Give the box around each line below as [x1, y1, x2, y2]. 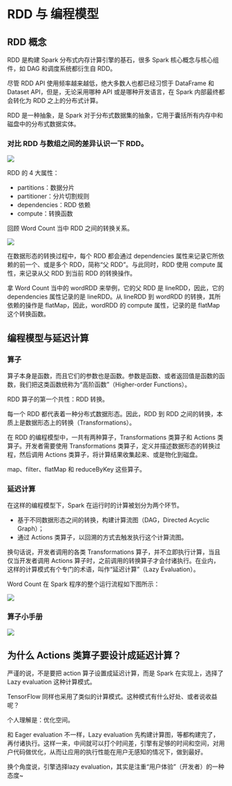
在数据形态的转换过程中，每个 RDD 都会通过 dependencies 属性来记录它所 [7, 252, 219, 260]
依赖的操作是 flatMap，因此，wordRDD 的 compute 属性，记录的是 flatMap [7, 301, 220, 310]
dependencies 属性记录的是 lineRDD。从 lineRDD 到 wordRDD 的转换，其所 [7, 292, 221, 301]
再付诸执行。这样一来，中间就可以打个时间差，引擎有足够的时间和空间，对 [7, 739, 219, 748]
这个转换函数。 [7, 310, 50, 319]
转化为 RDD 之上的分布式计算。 [12, 96, 102, 105]
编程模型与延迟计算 [7, 332, 89, 343]
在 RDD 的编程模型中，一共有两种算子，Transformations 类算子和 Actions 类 [7, 433, 224, 441]
